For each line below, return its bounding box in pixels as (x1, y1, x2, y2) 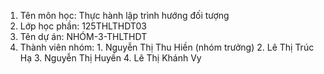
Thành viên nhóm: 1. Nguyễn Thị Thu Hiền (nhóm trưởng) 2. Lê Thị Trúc (19, 41, 315, 53)
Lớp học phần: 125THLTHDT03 (19, 20, 147, 32)
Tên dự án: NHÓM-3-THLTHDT (19, 31, 148, 42)
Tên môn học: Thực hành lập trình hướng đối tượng (19, 10, 230, 21)
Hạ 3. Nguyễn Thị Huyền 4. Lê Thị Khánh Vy (19, 52, 202, 64)
